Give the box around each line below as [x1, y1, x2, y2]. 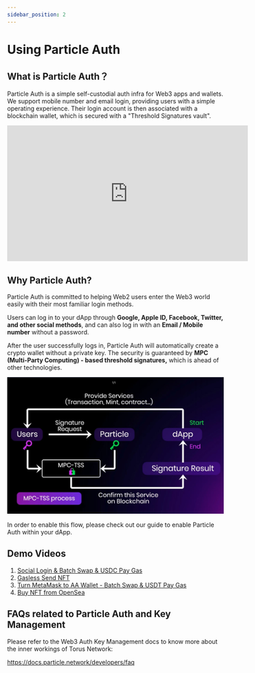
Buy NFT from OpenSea [16, 588, 85, 596]
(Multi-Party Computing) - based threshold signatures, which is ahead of [7, 356, 219, 365]
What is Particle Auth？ [7, 71, 109, 83]
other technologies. [7, 363, 63, 372]
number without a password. [7, 328, 89, 336]
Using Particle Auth [7, 41, 120, 57]
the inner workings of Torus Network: [7, 645, 113, 653]
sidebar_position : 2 [7, 11, 67, 18]
